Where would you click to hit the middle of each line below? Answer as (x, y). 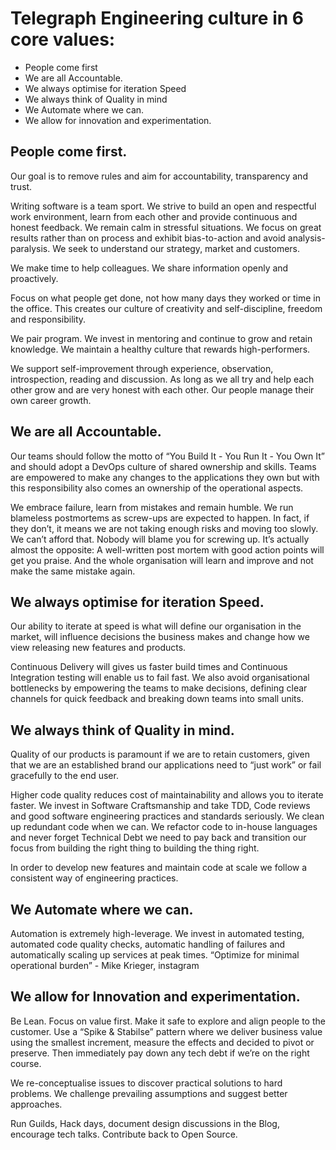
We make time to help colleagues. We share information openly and (149, 268)
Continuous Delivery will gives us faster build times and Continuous (149, 667)
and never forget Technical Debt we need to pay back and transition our (158, 838)
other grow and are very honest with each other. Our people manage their (162, 389)
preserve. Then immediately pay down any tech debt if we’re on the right (160, 1053)
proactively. (34, 278)
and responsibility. (48, 319)
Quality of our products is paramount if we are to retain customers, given (160, 754)
